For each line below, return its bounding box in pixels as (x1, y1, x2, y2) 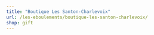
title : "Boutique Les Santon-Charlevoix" (6, 8, 111, 15)
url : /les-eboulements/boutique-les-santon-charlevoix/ (6, 14, 148, 20)
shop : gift (6, 20, 33, 26)
